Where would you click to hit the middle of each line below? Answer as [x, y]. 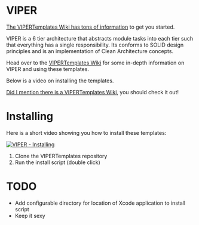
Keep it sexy [30, 215]
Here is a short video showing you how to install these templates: [86, 132]
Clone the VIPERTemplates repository [61, 156]
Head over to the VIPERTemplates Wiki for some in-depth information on [95, 63]
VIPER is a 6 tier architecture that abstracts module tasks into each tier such [99, 38]
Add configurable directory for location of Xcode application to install [100, 203]
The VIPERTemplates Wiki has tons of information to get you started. [91, 27]
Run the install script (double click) [57, 162]
